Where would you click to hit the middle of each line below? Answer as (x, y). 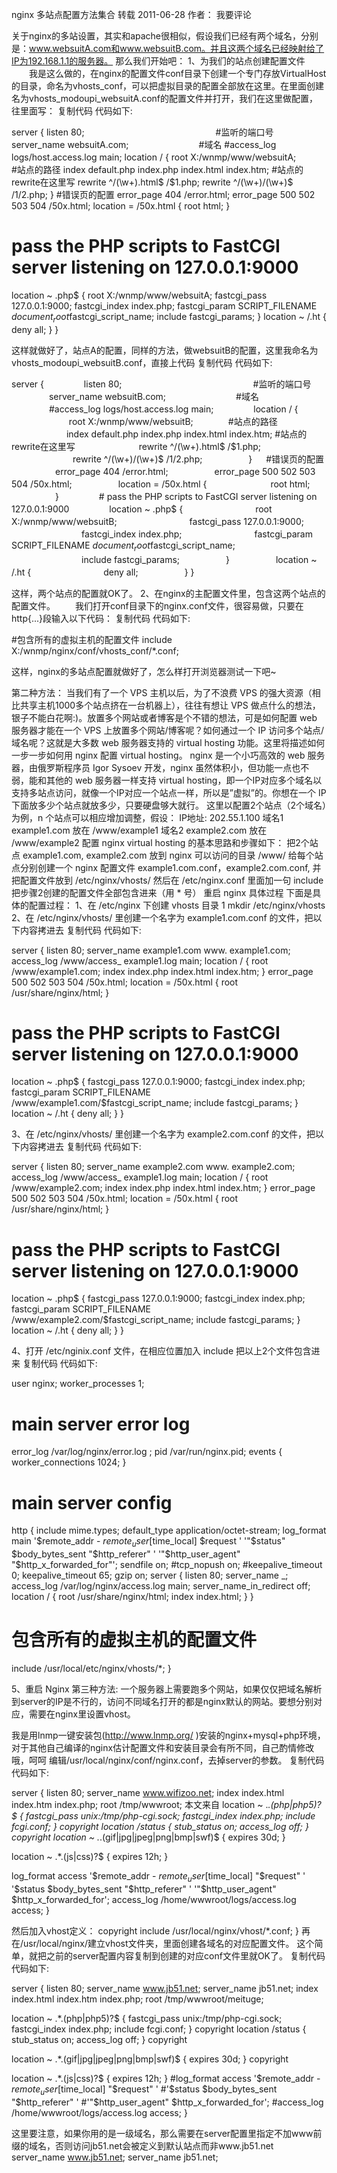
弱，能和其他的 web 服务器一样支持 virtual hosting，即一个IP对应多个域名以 (167, 780)
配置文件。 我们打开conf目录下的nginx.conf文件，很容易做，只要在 (157, 605)
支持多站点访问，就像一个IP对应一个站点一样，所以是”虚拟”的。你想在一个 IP (169, 792)
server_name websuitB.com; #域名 (153, 396)
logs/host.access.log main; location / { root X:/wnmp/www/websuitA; (154, 157)
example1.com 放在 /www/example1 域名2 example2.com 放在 (139, 830)
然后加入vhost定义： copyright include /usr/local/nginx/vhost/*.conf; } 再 (161, 1930)
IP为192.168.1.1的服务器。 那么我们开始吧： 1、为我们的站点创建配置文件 (158, 61)
